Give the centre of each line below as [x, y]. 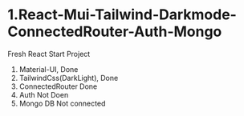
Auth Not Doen [44, 94]
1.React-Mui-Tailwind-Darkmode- [122, 15]
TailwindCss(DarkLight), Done [69, 78]
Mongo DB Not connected [62, 103]
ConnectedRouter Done [58, 86]
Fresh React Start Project [49, 54]
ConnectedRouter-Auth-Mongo [115, 32]
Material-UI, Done [49, 69]
